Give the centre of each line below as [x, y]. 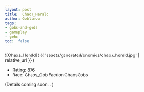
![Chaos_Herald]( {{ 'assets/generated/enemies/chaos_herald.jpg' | [72, 55]
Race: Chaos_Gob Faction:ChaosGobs [50, 75]
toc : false [17, 41]
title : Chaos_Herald [27, 14]
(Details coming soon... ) [30, 84]
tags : [10, 23]
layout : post [18, 9]
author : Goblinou [23, 18]
